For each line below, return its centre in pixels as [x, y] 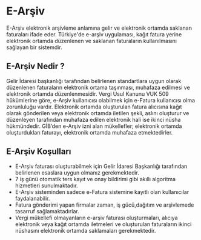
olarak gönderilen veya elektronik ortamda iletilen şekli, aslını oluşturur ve [98, 113]
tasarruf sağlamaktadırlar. [47, 211]
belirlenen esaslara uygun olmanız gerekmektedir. [77, 172]
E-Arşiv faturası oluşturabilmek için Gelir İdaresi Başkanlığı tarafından [101, 166]
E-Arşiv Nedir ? [35, 66]
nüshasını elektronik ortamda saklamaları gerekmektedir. [85, 230]
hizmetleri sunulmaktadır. [46, 185]
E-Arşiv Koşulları [39, 152]
